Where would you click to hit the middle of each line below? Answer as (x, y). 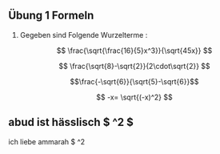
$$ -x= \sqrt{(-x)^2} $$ (134, 97)
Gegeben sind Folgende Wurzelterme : (84, 34)
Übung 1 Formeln (51, 16)
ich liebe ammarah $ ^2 (47, 141)
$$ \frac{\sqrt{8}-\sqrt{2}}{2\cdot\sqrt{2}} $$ (134, 66)
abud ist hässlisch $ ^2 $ (71, 122)
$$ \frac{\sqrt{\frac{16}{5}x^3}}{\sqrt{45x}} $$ (134, 51)
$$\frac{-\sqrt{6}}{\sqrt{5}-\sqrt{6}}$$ (134, 81)
